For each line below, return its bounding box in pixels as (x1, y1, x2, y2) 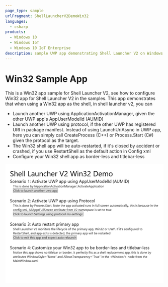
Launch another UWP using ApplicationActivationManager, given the (12, 110, 155, 116)
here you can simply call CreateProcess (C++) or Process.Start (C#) (12, 132, 154, 138)
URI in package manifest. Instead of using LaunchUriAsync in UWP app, (12, 126, 162, 132)
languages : (5, 19, 28, 24)
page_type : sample (5, 8, 44, 13)
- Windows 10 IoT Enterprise (10, 45, 71, 51)
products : (5, 29, 26, 35)
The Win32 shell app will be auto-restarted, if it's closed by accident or (12, 142, 160, 149)
